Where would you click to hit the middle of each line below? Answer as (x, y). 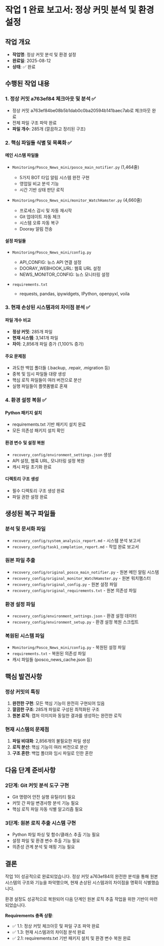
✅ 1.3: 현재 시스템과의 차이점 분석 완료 (49, 932)
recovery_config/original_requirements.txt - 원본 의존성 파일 (74, 590)
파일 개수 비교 (18, 320)
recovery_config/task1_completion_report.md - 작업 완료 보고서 (75, 547)
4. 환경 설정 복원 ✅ (26, 400)
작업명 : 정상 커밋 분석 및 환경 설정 (44, 55)
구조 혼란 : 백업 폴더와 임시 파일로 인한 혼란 (52, 753)
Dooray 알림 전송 (36, 229)
